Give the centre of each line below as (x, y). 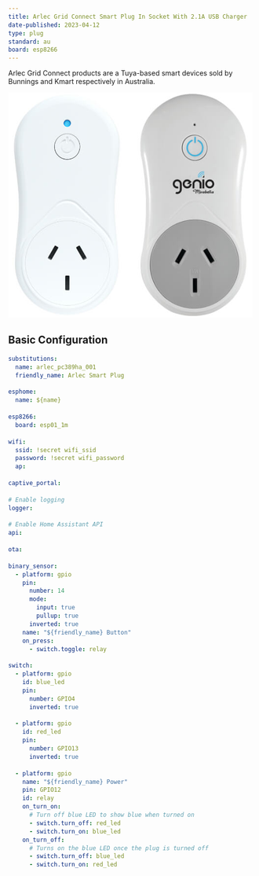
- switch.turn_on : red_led (73, 865)
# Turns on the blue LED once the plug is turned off (119, 848)
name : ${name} (38, 400)
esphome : (22, 392)
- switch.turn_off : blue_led (77, 856)
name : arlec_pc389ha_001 (56, 367)
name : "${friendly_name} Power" (75, 782)
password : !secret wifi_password (70, 458)
